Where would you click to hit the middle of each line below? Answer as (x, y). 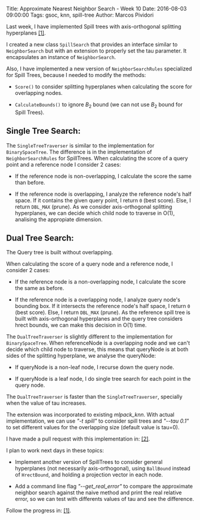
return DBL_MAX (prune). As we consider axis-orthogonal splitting (93, 207)
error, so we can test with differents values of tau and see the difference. (104, 499)
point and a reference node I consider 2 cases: (64, 164)
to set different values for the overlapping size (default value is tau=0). (93, 427)
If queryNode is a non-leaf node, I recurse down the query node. (94, 367)
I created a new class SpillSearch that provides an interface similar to (92, 44)
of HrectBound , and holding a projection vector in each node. (89, 475)
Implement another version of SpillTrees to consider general (89, 462)
